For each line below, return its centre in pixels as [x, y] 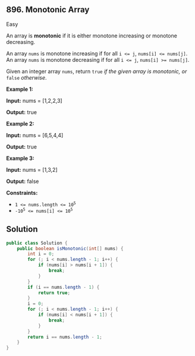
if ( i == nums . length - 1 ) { [64, 287]
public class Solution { [37, 243]
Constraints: [22, 193]
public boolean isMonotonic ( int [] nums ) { [70, 248]
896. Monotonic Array [48, 10]
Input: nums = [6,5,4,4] [35, 135]
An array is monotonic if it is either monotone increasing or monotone [92, 36]
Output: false [23, 181]
